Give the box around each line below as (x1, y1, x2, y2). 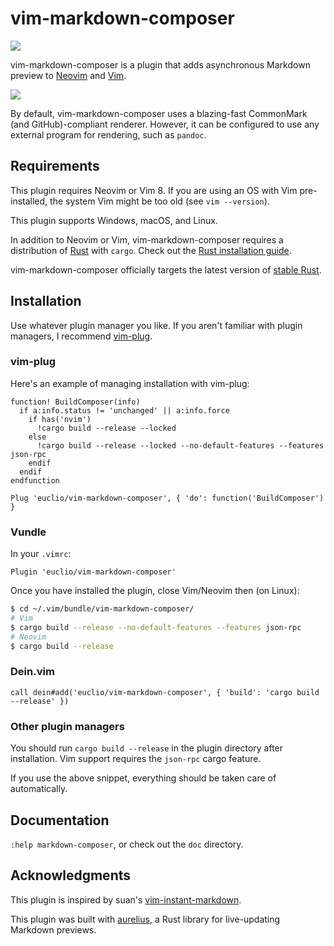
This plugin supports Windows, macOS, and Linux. (10, 214, 218, 226)
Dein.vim (10, 665, 55, 679)
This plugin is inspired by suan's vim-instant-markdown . (10, 893, 242, 906)
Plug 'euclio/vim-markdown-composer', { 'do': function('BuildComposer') (10, 493, 325, 503)
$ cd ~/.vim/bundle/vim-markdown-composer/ (10, 604, 195, 614)
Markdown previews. (10, 923, 97, 936)
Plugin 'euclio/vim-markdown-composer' (10, 567, 177, 577)
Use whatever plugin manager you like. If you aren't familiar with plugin (10, 319, 303, 331)
